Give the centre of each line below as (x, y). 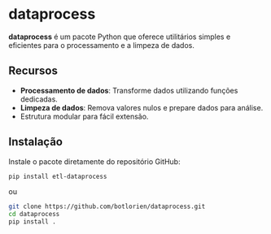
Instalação (36, 142)
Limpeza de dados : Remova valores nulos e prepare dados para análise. (142, 107)
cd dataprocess (34, 214)
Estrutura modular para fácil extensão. (84, 116)
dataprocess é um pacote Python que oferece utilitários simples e (120, 37)
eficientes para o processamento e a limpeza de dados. (102, 45)
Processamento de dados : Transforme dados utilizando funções (129, 90)
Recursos (33, 71)
